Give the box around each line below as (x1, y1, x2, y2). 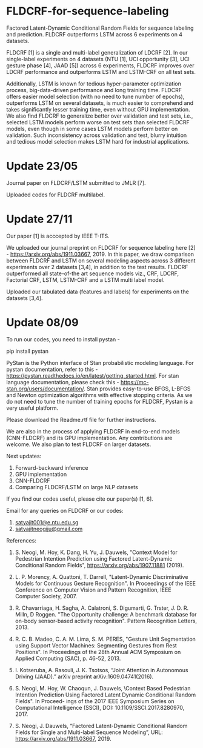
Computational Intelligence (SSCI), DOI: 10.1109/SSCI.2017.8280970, (15, 704, 185, 711)
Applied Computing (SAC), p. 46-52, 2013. (15, 655, 121, 662)
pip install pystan (6, 347, 49, 355)
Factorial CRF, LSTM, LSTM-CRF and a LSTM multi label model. (6, 276, 165, 283)
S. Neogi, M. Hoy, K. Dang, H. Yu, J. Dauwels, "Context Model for (15, 549, 178, 556)
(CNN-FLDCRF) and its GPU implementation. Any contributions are (6, 434, 173, 441)
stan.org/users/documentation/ (6, 385, 84, 392)
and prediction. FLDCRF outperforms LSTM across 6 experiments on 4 (6, 30, 183, 38)
